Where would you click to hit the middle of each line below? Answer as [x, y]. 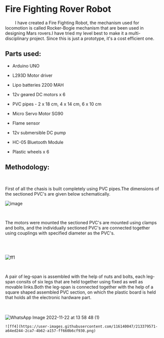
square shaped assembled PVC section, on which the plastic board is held [81, 292]
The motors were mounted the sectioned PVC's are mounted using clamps [81, 222]
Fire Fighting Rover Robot [58, 9]
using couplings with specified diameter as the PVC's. [60, 233]
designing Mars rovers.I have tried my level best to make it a [66, 33]
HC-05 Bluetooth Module [38, 142]
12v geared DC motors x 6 [39, 94]
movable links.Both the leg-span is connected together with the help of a [79, 287]
